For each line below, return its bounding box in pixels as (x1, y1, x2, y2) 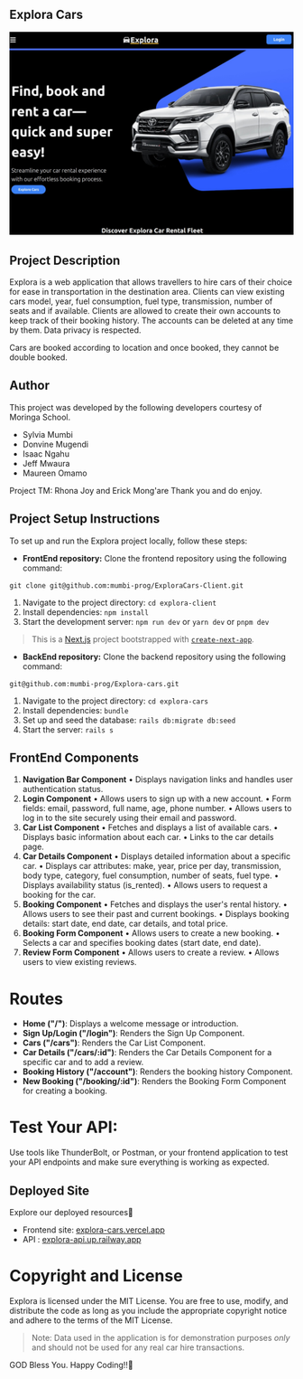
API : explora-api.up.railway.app (22, 1234, 142, 1245)
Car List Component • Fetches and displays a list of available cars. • (22, 822, 279, 833)
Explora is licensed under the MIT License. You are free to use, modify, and (9, 1295, 289, 1306)
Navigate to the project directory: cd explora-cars (22, 695, 209, 706)
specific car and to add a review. (22, 1057, 144, 1068)
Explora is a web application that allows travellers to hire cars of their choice (9, 276, 293, 288)
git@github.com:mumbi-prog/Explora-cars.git (9, 679, 179, 688)
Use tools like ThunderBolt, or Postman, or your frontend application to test (9, 1148, 289, 1158)
